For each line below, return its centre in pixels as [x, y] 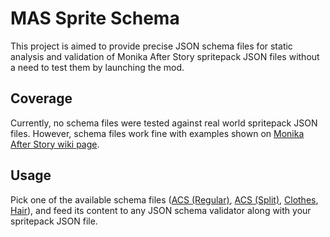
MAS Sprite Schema [95, 18]
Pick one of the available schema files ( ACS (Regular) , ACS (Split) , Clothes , [164, 199]
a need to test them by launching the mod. [97, 67]
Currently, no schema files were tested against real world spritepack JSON [164, 123]
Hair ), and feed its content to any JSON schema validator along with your [161, 210]
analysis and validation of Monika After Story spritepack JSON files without [165, 56]
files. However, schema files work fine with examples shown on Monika [157, 133]
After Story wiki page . [55, 144]
